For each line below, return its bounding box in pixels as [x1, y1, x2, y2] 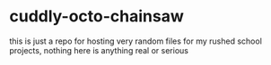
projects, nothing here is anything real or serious [9, 45, 188, 55]
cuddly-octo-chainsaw [9, 6, 184, 27]
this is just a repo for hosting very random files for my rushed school [9, 36, 263, 46]
